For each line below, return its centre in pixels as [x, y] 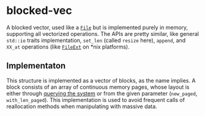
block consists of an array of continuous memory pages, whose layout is [98, 87]
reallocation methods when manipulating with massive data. [82, 106]
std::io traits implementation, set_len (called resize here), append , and [96, 40]
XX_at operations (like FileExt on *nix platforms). [68, 47]
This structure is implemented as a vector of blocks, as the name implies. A [101, 80]
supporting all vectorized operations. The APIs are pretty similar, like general [103, 33]
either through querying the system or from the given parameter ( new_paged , [102, 93]
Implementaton [36, 66]
